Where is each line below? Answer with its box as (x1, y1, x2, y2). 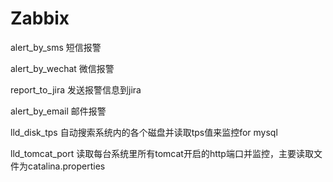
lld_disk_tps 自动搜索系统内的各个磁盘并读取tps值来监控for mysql (10, 126, 278, 138)
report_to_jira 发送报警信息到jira (10, 83, 142, 96)
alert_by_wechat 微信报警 (10, 62, 115, 74)
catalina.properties (27, 160, 106, 172)
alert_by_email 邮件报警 (10, 105, 107, 117)
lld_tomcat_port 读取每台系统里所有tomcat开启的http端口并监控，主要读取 (10, 147, 314, 159)
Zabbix (10, 7, 70, 30)
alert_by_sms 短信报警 (10, 41, 102, 53)
